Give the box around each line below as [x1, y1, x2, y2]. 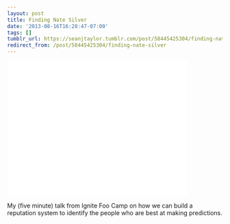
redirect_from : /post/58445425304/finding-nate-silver [7, 42, 167, 49]
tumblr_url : [7, 36, 41, 42]
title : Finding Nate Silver [7, 16, 88, 23]
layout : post [7, 10, 44, 17]
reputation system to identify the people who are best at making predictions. [7, 209, 222, 216]
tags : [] [7, 29, 32, 36]
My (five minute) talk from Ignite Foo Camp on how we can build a [7, 201, 193, 210]
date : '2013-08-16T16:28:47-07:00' [7, 23, 109, 29]
